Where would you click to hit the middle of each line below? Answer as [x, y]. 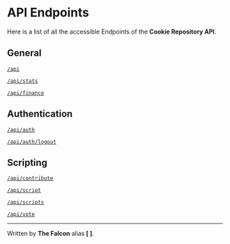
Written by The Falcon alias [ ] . [51, 234]
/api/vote [21, 215]
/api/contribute [30, 179]
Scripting [27, 162]
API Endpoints [48, 13]
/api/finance [26, 93]
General [25, 53]
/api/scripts [26, 203]
